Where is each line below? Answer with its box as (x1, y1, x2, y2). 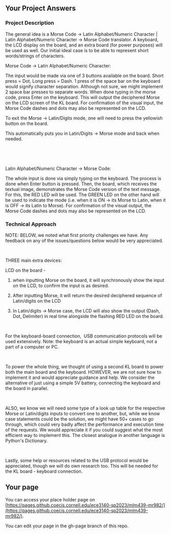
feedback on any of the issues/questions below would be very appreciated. (5, 237, 163, 244)
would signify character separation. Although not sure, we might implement (5, 83, 163, 89)
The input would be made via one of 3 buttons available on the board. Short (5, 72, 164, 79)
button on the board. (5, 120, 48, 127)
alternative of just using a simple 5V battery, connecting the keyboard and (5, 380, 160, 386)
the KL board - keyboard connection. (5, 468, 83, 474)
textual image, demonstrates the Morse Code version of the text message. (5, 186, 161, 192)
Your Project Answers (5, 4, 76, 13)
